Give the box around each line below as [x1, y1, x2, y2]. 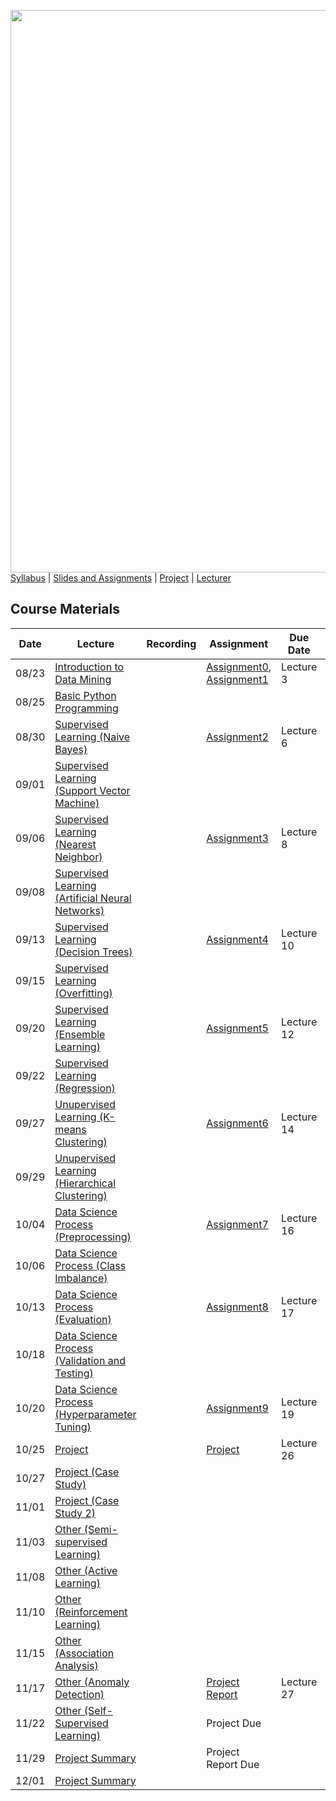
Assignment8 [206, 1300, 269, 1314]
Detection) [54, 1687, 105, 1701]
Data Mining [54, 672, 112, 686]
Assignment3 [206, 831, 269, 845]
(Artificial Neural [54, 891, 132, 905]
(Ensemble [54, 1027, 106, 1041]
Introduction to [54, 660, 125, 674]
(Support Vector [54, 783, 131, 797]
